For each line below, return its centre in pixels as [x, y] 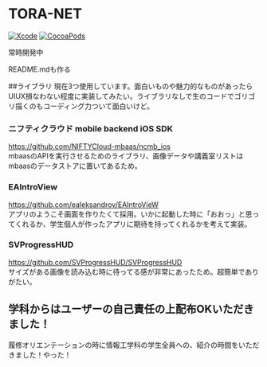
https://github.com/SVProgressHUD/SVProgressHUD [95, 262]
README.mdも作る [40, 69]
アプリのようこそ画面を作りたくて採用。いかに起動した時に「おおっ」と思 [130, 214]
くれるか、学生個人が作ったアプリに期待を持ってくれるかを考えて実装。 [133, 224]
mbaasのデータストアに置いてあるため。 [75, 166]
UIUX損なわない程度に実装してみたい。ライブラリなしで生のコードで [122, 96]
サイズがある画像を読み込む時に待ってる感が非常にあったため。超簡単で [127, 271]
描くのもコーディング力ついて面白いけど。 [84, 106]
